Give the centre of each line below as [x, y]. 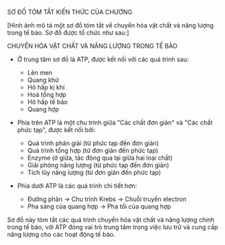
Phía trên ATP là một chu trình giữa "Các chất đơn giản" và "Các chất [115, 122]
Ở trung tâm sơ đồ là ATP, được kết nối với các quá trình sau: [103, 59]
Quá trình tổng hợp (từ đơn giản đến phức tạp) [93, 150]
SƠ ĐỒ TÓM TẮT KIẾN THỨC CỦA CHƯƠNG [70, 12]
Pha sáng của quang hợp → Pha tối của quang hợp [99, 206]
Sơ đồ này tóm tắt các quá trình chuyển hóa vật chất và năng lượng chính [111, 220]
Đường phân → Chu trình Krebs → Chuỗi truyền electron [107, 199]
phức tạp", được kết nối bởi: [56, 130]
